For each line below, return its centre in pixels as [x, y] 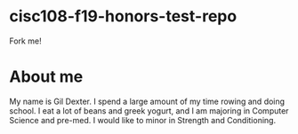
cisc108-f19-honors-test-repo [123, 16]
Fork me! [25, 41]
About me [46, 77]
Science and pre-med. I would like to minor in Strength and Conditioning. [143, 120]
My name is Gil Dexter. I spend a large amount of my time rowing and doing [147, 101]
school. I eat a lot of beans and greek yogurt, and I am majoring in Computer [149, 110]
